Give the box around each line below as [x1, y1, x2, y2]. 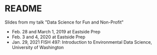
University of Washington [11, 44, 64, 50]
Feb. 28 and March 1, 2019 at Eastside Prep [11, 28, 100, 34]
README [4, 3, 42, 14]
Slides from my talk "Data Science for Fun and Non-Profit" [4, 19, 124, 25]
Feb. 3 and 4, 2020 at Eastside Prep [11, 34, 85, 40]
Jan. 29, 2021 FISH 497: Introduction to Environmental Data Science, [11, 39, 153, 45]
